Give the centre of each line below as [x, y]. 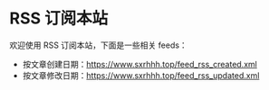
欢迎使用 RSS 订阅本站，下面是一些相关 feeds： [98, 45]
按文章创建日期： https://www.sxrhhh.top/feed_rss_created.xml [140, 64]
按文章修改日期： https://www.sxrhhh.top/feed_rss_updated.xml [141, 75]
